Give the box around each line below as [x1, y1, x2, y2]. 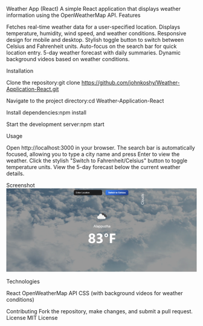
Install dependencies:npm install [6, 109, 86, 116]
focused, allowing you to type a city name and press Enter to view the [6, 151, 180, 158]
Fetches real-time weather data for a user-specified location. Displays [6, 24, 180, 30]
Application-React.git [6, 85, 59, 93]
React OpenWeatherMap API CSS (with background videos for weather [6, 290, 183, 296]
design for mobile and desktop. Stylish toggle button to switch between [6, 36, 184, 43]
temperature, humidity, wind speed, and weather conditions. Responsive [6, 30, 187, 37]
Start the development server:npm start [6, 121, 105, 128]
